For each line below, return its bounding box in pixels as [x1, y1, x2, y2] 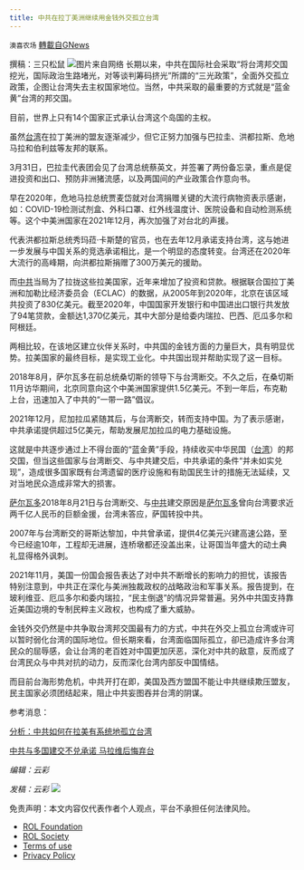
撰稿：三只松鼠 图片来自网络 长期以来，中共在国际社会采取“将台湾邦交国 [9, 58, 289, 69]
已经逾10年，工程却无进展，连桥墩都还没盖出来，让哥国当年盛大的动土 [16, 538, 280, 549]
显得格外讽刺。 [16, 550, 73, 561]
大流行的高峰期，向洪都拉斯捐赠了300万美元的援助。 [9, 256, 207, 267]
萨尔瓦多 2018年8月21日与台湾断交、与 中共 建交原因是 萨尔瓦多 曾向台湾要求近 [9, 497, 294, 507]
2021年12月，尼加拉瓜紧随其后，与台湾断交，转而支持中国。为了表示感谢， [9, 413, 290, 424]
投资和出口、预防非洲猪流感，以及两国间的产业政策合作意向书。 [16, 173, 255, 184]
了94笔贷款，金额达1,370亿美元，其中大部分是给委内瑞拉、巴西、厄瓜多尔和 [9, 310, 293, 321]
